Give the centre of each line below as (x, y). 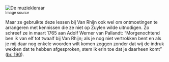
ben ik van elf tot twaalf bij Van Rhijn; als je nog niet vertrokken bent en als (83, 38)
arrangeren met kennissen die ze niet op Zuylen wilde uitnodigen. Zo (77, 27)
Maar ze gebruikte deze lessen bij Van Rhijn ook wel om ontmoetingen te (81, 22)
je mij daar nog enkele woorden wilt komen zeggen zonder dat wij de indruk (85, 44)
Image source (17, 13)
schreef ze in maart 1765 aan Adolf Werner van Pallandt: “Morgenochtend (83, 33)
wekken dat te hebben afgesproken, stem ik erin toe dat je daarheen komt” (83, 49)
